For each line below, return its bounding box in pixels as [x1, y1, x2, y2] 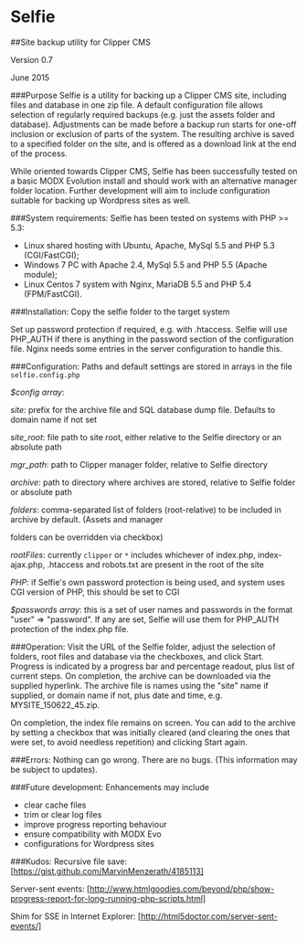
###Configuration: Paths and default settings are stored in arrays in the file [10, 361, 293, 372]
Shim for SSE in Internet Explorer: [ [10, 911, 142, 922]
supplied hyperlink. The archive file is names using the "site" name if [10, 680, 269, 691]
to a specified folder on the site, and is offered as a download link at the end [10, 138, 297, 149]
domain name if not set [10, 414, 98, 425]
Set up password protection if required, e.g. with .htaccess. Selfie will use [10, 323, 288, 334]
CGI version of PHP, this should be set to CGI [10, 586, 180, 597]
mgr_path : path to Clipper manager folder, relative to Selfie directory [10, 459, 268, 470]
